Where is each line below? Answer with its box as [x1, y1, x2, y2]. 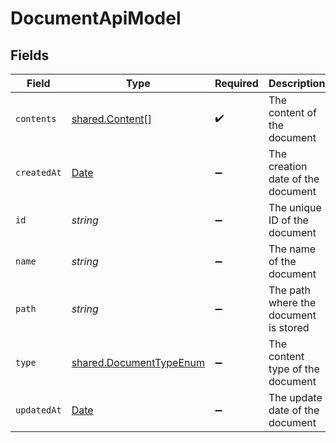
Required [214, 77, 259, 90]
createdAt [15, 167, 62, 178]
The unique [268, 201, 322, 214]
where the [268, 296, 317, 309]
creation [268, 160, 308, 173]
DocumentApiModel [10, 7, 182, 30]
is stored [268, 321, 310, 334]
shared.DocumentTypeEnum [71, 356, 205, 369]
